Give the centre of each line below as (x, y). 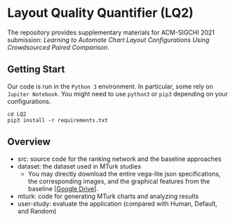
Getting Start (36, 69)
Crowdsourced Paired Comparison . (59, 47)
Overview (29, 142)
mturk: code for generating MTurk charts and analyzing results (108, 196)
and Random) (37, 211)
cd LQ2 (17, 114)
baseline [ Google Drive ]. (63, 188)
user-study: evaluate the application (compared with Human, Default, (117, 203)
